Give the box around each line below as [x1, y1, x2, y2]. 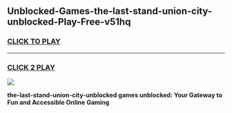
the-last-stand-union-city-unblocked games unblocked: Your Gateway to [7, 90, 223, 99]
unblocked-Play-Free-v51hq [7, 16, 131, 28]
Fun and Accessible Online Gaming [7, 98, 110, 106]
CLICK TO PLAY [7, 37, 61, 47]
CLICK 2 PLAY [7, 62, 55, 72]
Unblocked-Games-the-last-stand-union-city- [7, 5, 213, 17]
